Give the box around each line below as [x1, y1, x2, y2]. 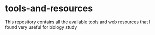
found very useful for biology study [5, 24, 77, 30]
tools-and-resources [5, 3, 93, 14]
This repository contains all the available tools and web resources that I [5, 19, 151, 25]
